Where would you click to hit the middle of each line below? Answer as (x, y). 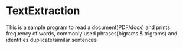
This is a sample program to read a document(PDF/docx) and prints (88, 27)
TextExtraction (43, 11)
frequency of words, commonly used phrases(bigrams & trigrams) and (92, 33)
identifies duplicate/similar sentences (52, 40)
